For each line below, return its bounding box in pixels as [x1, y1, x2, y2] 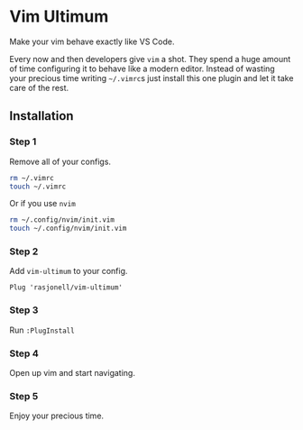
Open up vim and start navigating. [9, 368, 135, 379]
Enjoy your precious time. [9, 410, 105, 421]
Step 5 [9, 389, 39, 402]
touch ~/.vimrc [9, 182, 67, 191]
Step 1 [9, 135, 37, 148]
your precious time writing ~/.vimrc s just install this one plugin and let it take [9, 72, 294, 83]
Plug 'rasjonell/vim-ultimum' [9, 283, 124, 292]
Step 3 [9, 304, 39, 316]
